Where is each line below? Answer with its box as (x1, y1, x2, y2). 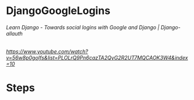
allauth (6, 30, 23, 37)
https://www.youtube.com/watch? (6, 48, 89, 55)
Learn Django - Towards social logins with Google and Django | (6, 23, 160, 30)
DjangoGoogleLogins (6, 4, 111, 18)
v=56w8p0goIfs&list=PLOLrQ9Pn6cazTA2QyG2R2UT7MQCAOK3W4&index (6, 54, 188, 61)
